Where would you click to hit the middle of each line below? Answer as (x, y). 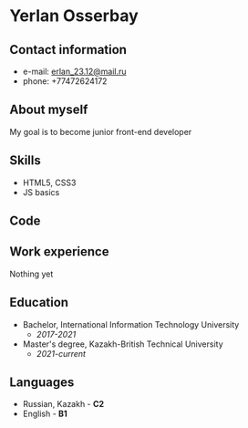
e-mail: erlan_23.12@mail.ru (74, 71)
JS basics (41, 192)
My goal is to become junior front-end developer (101, 131)
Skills (25, 161)
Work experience (59, 252)
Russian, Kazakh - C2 (63, 404)
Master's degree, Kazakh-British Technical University (123, 344)
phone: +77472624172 (65, 81)
